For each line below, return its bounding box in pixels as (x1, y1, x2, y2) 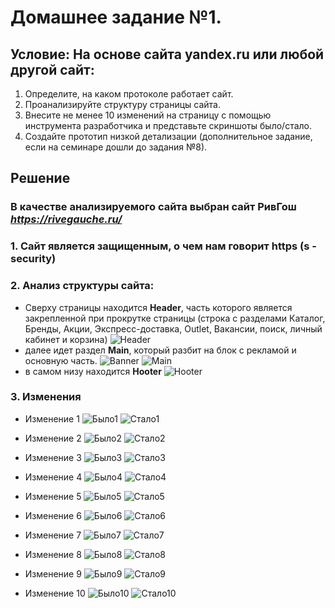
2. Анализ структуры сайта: (10, 279, 155, 293)
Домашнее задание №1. (10, 6, 222, 29)
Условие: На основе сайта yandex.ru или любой (10, 46, 325, 63)
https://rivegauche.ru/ (10, 212, 123, 226)
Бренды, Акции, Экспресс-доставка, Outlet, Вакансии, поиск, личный (24, 322, 323, 335)
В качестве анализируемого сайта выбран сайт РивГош (10, 200, 297, 214)
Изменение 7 (24, 529, 82, 541)
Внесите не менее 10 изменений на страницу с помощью (24, 109, 272, 121)
